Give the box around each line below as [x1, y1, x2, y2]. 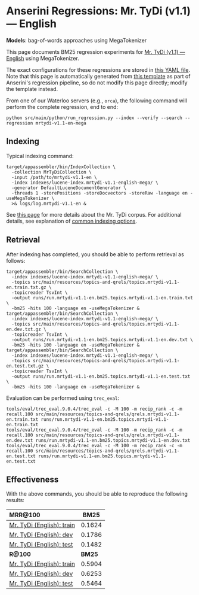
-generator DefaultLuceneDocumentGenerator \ [11, 184, 127, 191]
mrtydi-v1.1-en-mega [35, 120, 86, 126]
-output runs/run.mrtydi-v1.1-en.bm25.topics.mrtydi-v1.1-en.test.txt [11, 373, 191, 380]
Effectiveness [6, 474, 59, 484]
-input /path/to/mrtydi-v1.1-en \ [11, 174, 97, 180]
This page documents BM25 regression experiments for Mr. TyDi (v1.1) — [6, 48, 185, 55]
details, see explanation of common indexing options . [6, 217, 138, 224]
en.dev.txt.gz [6, 326, 42, 332]
